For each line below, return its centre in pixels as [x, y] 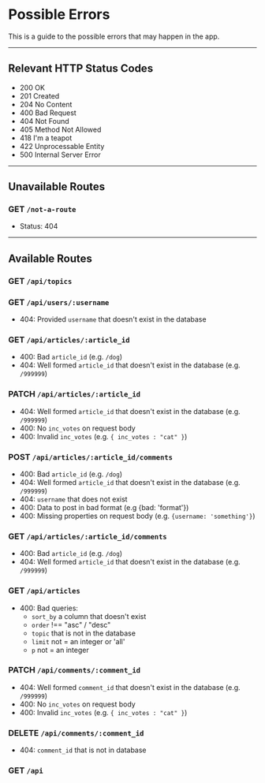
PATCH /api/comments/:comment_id [74, 670]
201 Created [39, 95]
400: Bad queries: [49, 608]
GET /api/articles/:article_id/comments [88, 536]
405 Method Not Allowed [60, 129]
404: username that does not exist [73, 499]
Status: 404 [39, 226]
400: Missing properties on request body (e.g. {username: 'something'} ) [137, 516]
